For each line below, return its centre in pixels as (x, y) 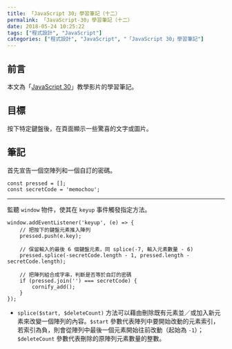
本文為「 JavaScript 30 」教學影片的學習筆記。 (72, 86)
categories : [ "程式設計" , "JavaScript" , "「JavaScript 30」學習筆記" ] (106, 39)
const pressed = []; (37, 183)
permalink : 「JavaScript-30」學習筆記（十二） (70, 20)
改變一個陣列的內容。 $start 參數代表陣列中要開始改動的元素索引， (124, 321)
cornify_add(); (54, 287)
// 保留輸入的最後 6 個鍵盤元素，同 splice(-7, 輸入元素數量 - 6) (107, 249)
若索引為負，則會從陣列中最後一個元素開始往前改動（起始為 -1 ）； (110, 330)
